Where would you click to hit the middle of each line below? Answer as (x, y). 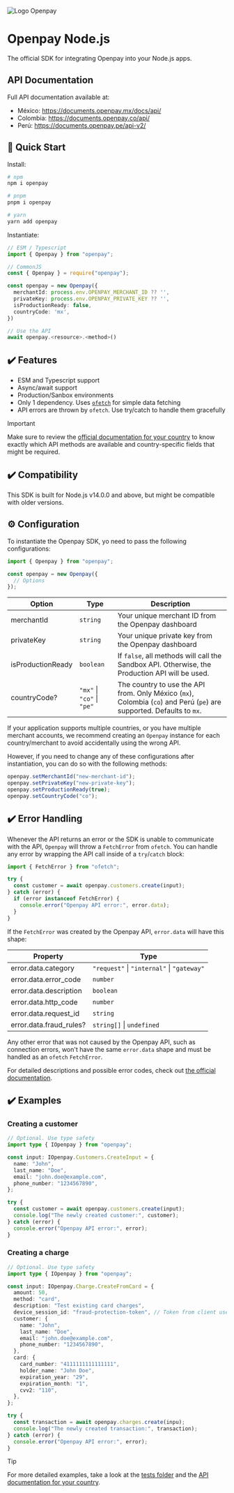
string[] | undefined (126, 1025)
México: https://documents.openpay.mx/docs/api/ (89, 110)
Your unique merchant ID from (167, 616)
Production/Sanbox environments (65, 395)
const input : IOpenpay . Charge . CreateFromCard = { (81, 1286)
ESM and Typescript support (58, 380)
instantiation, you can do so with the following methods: (87, 764)
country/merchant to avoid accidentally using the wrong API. (94, 743)
